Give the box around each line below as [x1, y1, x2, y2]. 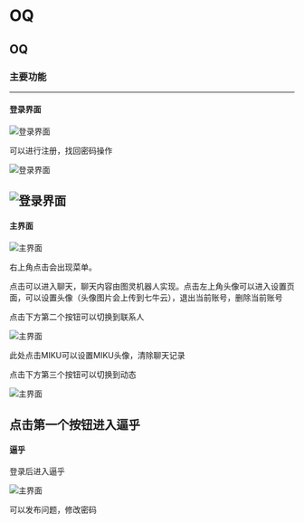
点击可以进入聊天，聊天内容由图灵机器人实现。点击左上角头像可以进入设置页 [9, 281, 295, 291]
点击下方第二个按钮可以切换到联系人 [9, 311, 145, 322]
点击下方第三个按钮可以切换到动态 [9, 368, 137, 380]
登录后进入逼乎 [9, 466, 65, 477]
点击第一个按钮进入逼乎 [9, 417, 140, 433]
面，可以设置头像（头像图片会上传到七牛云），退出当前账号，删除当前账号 [9, 291, 283, 303]
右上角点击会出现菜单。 [9, 261, 97, 272]
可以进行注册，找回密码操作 [9, 146, 113, 157]
